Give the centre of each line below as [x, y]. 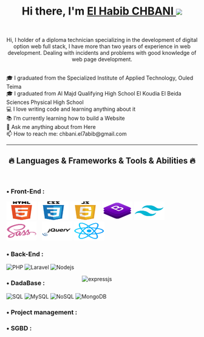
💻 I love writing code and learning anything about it [71, 109]
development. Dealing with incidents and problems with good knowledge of [102, 52]
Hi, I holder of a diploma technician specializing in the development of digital [102, 40]
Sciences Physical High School [45, 102]
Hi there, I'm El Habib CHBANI [98, 11]
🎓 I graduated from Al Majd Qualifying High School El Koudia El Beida [94, 93]
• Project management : [42, 312]
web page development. [102, 59]
